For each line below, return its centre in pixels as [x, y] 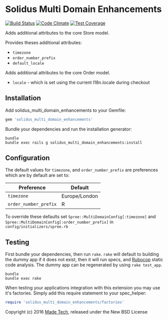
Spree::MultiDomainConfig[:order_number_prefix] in [59, 222]
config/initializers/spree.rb [37, 227]
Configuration [28, 158]
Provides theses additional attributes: [44, 42]
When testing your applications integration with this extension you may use [83, 288]
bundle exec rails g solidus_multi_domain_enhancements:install [74, 142]
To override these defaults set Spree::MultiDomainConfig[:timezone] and [81, 217]
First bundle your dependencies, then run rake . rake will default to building [82, 254]
